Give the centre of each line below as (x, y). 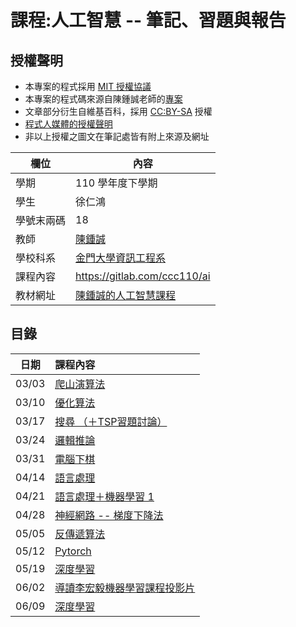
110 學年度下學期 (116, 183)
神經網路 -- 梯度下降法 (109, 515)
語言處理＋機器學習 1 (104, 496)
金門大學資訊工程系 (121, 258)
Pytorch (73, 551)
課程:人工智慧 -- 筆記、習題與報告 (148, 20)
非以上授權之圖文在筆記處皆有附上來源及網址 (117, 136)
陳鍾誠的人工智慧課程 (126, 295)
